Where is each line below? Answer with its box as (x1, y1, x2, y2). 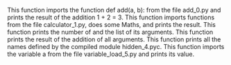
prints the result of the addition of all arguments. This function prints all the (7, 35, 221, 44)
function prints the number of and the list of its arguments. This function (7, 28, 214, 36)
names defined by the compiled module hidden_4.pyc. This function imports (7, 43, 225, 50)
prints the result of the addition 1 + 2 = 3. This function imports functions (7, 13, 215, 21)
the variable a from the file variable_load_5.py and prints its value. (7, 50, 195, 58)
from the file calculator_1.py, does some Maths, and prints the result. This (7, 21, 216, 28)
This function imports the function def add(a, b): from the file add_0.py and (7, 6, 221, 14)
